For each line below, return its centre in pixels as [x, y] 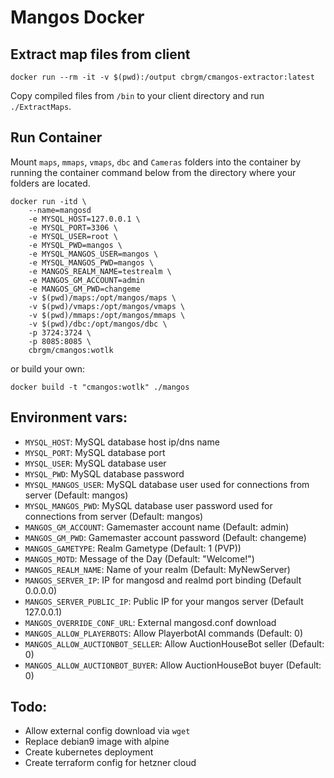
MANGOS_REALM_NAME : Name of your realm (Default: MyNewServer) [157, 569]
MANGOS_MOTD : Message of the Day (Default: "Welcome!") [139, 558]
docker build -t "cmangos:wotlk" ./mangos [100, 387]
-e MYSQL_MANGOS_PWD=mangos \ [91, 262]
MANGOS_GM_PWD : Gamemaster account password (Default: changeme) [165, 537]
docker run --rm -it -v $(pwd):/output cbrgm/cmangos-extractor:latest [162, 77]
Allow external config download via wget [107, 731]
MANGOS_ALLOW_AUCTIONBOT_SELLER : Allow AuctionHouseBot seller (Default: [174, 643]
